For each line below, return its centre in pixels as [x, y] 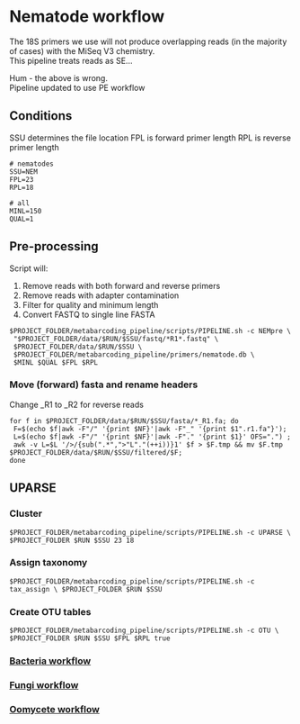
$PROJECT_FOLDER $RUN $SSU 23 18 [72, 540]
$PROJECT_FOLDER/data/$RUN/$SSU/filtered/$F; [96, 452]
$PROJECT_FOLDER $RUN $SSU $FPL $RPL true [90, 638]
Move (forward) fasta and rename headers [104, 385]
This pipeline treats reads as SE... [71, 60]
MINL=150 [26, 211]
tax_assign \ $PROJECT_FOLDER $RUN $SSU [86, 589]
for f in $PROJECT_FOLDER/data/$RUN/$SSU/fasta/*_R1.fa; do [124, 421]
